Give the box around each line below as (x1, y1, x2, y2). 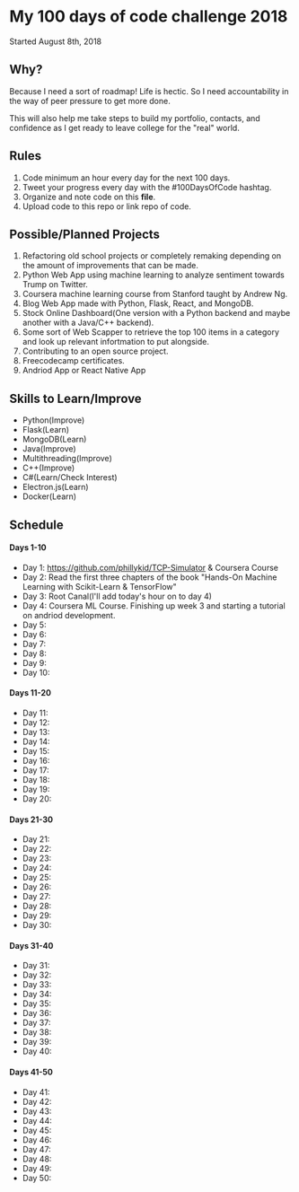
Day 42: (22, 1096, 52, 1107)
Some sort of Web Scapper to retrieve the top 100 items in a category (22, 327, 280, 337)
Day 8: (22, 648, 48, 659)
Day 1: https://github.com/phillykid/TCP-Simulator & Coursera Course (22, 562, 278, 573)
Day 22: (22, 844, 52, 855)
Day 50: (22, 1172, 52, 1183)
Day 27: (22, 891, 51, 902)
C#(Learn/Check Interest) (22, 472, 119, 483)
